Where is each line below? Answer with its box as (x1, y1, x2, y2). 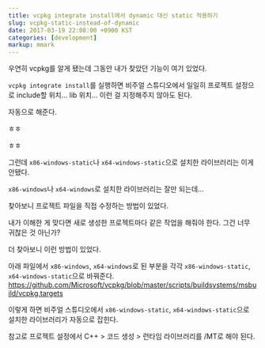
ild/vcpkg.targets (8, 289, 63, 298)
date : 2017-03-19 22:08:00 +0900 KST (8, 26, 133, 34)
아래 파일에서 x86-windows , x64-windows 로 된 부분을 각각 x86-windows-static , (8, 262, 251, 271)
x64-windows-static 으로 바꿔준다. (8, 271, 115, 281)
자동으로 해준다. (8, 108, 58, 117)
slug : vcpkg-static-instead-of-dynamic (8, 19, 140, 27)
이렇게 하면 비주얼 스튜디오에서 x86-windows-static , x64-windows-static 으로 (8, 305, 250, 315)
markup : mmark (8, 41, 55, 49)
